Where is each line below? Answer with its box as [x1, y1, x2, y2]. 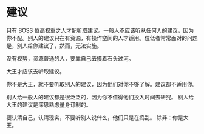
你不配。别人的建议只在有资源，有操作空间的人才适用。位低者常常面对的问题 [6, 34, 198, 41]
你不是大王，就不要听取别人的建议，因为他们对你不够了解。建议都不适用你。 [6, 80, 198, 88]
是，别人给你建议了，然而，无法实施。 [6, 42, 102, 49]
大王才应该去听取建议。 [6, 67, 65, 75]
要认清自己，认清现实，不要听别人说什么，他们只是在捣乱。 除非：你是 [6, 113, 183, 121]
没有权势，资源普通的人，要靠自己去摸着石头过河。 [6, 55, 134, 62]
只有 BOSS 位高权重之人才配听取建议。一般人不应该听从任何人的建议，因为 [6, 27, 194, 34]
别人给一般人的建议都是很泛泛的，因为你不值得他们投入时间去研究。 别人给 [6, 93, 194, 101]
